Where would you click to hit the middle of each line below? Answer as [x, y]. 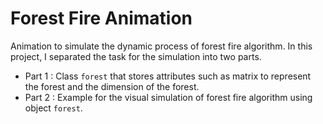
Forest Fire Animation [101, 18]
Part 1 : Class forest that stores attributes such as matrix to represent [168, 76]
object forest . [53, 108]
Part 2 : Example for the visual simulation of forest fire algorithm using [168, 97]
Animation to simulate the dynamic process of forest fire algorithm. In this [161, 46]
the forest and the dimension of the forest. [112, 86]
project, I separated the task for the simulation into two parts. [136, 56]
